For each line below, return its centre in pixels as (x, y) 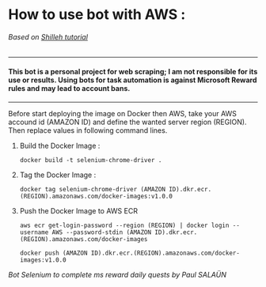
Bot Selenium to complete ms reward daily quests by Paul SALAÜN (118, 274)
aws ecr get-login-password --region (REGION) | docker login (124, 225)
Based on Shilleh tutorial (48, 36)
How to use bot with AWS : (97, 15)
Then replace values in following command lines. (88, 130)
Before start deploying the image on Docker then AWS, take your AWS (123, 113)
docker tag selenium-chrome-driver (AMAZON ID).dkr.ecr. (116, 189)
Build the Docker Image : (60, 145)
